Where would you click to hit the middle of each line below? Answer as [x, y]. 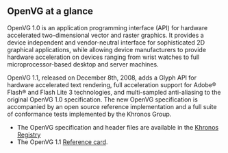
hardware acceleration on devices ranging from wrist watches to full [103, 57]
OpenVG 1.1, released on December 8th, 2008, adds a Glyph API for [102, 78]
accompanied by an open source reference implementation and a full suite [112, 106]
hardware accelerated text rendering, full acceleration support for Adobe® [112, 84]
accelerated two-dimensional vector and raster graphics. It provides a [105, 35]
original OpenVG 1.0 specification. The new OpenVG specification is [103, 99]
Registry [29, 134]
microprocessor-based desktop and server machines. [83, 64]
